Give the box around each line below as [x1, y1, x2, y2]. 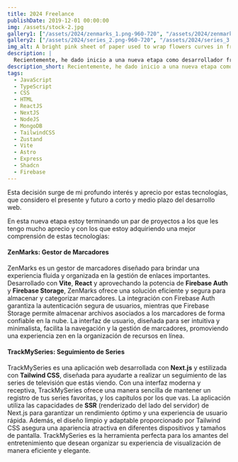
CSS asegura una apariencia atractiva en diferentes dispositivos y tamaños [7, 424, 227, 432]
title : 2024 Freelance [7, 10, 74, 18]
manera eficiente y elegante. [7, 446, 91, 455]
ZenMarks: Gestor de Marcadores [7, 248, 110, 257]
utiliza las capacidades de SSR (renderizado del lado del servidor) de [7, 401, 209, 410]
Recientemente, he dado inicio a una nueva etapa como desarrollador [13, 57, 223, 64]
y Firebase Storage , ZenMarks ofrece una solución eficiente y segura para [7, 286, 226, 295]
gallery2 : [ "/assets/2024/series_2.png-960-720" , [7, 37, 157, 44]
